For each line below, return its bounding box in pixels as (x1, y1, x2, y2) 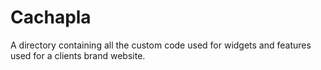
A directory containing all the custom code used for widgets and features (10, 39, 312, 51)
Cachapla (10, 6, 92, 29)
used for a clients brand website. (10, 49, 146, 61)
